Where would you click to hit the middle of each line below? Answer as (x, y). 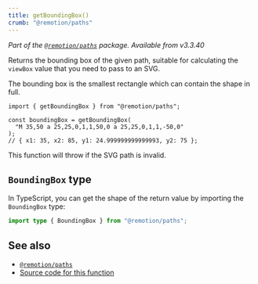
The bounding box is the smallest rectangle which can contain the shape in (129, 84)
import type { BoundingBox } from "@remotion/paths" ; (98, 221)
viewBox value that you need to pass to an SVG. (84, 68)
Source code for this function (67, 272)
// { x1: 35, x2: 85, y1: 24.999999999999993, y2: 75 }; (103, 140)
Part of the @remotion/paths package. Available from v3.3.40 (107, 45)
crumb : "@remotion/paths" (50, 23)
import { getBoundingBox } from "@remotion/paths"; (94, 106)
